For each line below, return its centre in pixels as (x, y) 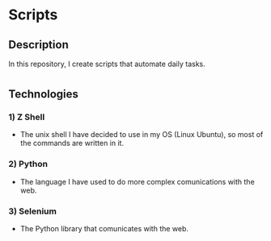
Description (38, 45)
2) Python (28, 164)
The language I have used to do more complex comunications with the (137, 181)
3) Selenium (32, 211)
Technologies (44, 94)
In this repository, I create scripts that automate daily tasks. (107, 64)
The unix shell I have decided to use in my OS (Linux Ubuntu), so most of (142, 135)
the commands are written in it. (72, 143)
